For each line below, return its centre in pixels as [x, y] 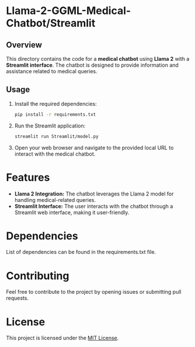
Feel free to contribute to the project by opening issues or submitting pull [94, 292]
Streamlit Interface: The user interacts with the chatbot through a [94, 206]
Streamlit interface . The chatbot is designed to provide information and [93, 65]
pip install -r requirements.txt [55, 114]
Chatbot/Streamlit [51, 23]
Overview [24, 45]
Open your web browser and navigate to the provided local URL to [94, 147]
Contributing [38, 276]
